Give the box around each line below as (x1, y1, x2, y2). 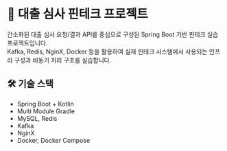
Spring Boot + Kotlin (16, 100, 74, 108)
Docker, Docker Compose (16, 136, 91, 144)
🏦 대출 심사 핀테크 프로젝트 (7, 6, 149, 22)
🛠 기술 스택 (7, 78, 53, 90)
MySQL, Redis (16, 114, 58, 122)
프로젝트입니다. (7, 38, 48, 47)
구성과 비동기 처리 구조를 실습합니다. (14, 56, 112, 64)
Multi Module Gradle (16, 107, 75, 115)
